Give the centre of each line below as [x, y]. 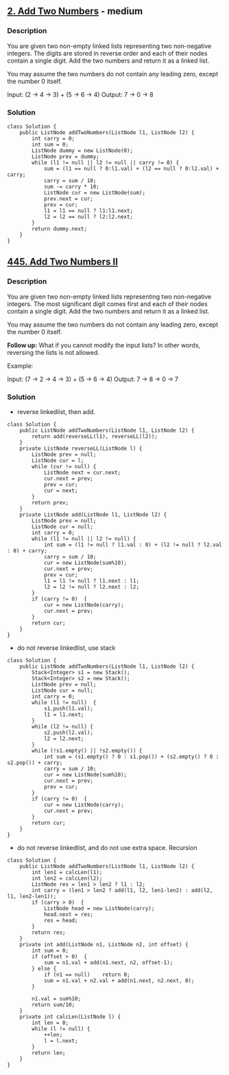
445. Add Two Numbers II [63, 262]
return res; [49, 932]
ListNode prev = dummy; [65, 156]
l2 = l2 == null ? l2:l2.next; [88, 217]
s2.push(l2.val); [69, 732]
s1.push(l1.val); [69, 708]
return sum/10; [53, 1005]
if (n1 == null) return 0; [87, 975]
